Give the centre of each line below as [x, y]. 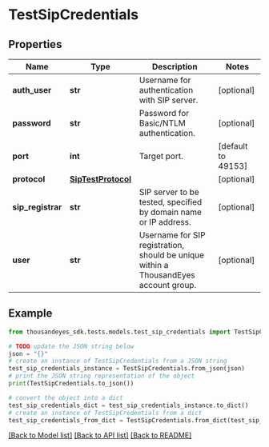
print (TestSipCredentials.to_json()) [71, 384]
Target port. [161, 156]
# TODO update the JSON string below [71, 346]
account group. [168, 285]
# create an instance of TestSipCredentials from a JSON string [118, 361]
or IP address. [165, 222]
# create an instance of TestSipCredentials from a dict [105, 413]
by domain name [170, 212]
